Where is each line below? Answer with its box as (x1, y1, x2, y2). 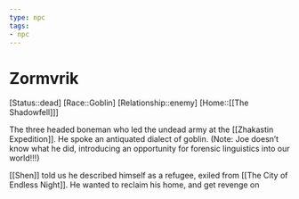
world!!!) (9, 153, 40, 163)
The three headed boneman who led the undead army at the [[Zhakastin (9, 124, 274, 135)
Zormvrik (9, 68, 79, 88)
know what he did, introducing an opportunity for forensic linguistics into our (9, 144, 290, 154)
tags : (9, 21, 29, 30)
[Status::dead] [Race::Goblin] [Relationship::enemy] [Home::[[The (9, 97, 249, 108)
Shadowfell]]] (9, 107, 60, 118)
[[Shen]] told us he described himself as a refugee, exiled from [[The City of (9, 170, 288, 181)
